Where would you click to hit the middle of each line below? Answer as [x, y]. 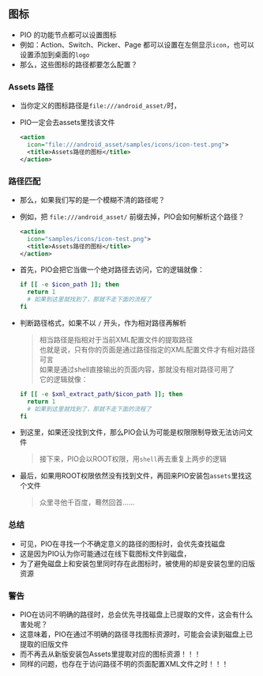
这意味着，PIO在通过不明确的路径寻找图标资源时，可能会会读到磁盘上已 [136, 634]
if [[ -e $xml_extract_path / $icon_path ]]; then [101, 394]
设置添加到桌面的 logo [54, 55]
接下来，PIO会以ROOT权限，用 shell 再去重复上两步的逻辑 [133, 459]
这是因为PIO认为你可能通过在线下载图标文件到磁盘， [105, 553]
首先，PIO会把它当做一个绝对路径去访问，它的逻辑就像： [112, 270]
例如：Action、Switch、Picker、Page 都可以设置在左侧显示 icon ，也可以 [137, 44]
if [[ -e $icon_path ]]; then [70, 285]
